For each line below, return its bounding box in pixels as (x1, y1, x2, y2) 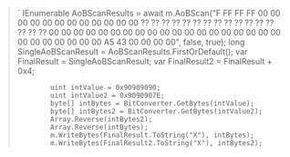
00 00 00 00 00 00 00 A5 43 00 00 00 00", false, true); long (16, 36, 245, 47)
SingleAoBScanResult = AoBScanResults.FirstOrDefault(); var (16, 46, 248, 57)
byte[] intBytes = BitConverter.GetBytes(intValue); (50, 99, 255, 108)
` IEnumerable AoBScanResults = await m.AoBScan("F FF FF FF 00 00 (16, 8, 281, 18)
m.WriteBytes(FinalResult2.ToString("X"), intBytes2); (50, 139, 264, 148)
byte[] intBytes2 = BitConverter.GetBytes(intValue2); (50, 107, 264, 116)
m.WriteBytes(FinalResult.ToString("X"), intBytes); (50, 131, 255, 140)
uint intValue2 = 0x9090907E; (50, 91, 165, 100)
